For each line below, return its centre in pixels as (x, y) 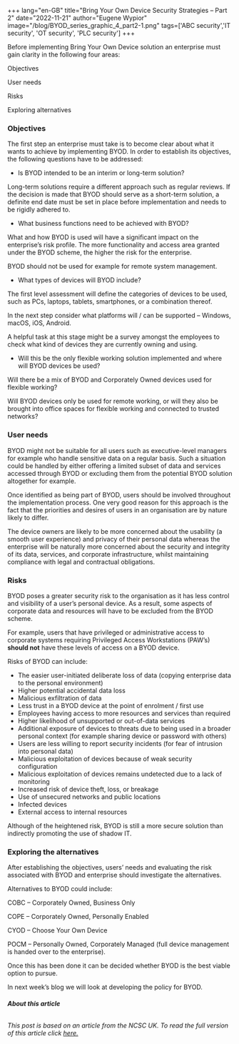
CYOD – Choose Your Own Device (57, 930)
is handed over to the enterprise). (56, 952)
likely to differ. (28, 517)
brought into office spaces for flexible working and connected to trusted (113, 409)
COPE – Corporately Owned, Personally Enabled (78, 917)
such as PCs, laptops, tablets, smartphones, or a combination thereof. (110, 302)
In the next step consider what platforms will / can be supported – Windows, (119, 315)
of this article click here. (43, 1033)
